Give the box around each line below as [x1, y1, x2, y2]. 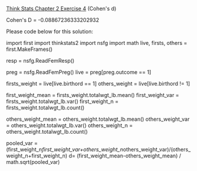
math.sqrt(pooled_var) [6, 159, 60, 165]
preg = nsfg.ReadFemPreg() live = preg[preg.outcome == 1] [6, 69, 151, 76]
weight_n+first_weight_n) [6, 152, 68, 159]
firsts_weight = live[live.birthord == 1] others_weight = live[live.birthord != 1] [6, 80, 190, 87]
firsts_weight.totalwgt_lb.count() [6, 104, 85, 111]
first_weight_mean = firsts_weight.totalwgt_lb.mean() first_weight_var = [6, 92, 179, 98]
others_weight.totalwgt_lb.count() [6, 128, 88, 135]
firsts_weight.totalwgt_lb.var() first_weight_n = [6, 98, 119, 105]
